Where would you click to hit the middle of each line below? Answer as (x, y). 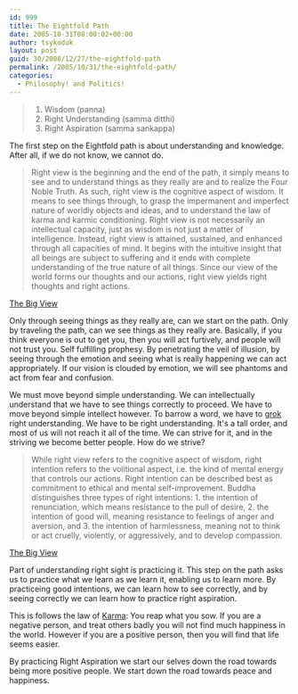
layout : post (33, 51)
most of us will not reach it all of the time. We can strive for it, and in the (141, 433)
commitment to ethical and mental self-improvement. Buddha (143, 488)
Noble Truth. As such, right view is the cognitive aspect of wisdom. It (157, 191)
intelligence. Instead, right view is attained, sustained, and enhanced (157, 238)
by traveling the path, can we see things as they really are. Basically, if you (146, 330)
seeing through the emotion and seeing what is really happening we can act (148, 359)
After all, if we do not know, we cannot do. (86, 155)
